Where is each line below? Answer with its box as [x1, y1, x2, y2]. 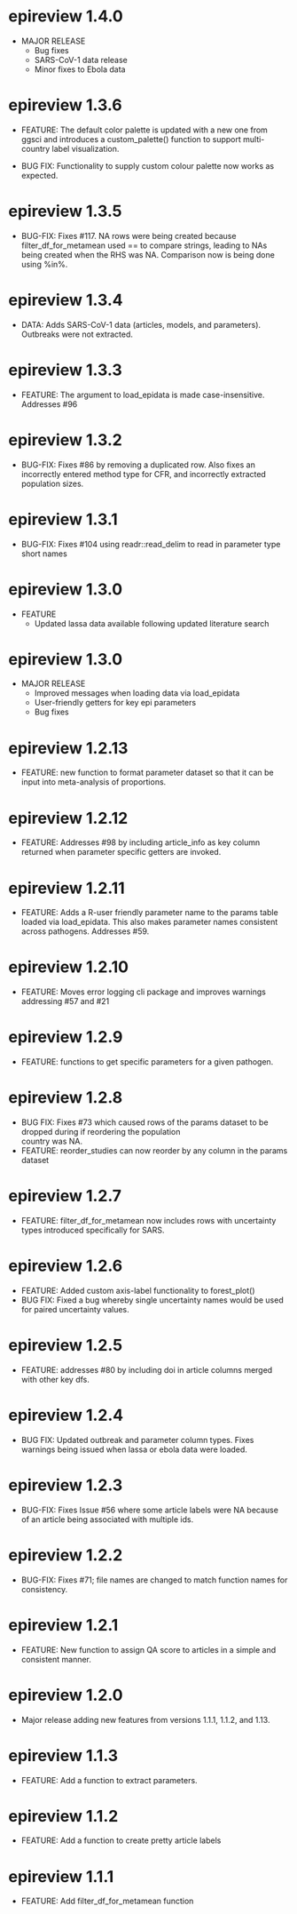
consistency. [20, 1583, 68, 1594]
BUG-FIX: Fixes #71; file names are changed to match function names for [20, 1575, 288, 1585]
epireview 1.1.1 [8, 1866, 114, 1886]
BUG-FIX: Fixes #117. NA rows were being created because [20, 230, 237, 241]
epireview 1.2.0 [8, 1685, 123, 1705]
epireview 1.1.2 [8, 1806, 119, 1826]
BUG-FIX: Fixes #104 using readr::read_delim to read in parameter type [20, 538, 281, 549]
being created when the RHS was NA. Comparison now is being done [20, 249, 276, 259]
